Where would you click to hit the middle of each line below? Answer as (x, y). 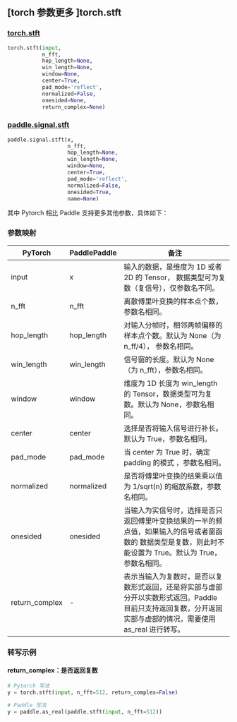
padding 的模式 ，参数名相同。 (174, 462)
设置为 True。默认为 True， (176, 553)
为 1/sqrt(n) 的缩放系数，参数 (172, 486)
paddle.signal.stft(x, (41, 140)
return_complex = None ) (74, 107)
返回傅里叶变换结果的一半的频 (173, 521)
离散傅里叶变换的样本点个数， (173, 301)
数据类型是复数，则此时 (179, 542)
